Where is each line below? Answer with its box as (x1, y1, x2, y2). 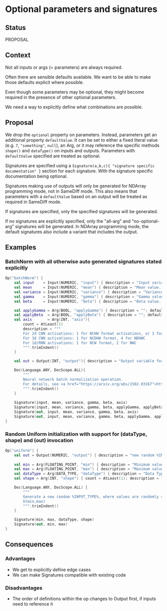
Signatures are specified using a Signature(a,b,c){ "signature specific (5, 162, 155, 168)
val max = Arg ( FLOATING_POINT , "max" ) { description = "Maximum (14, 467, 150, 472)
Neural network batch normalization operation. (23, 377, 123, 382)
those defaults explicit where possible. (5, 79, 84, 85)
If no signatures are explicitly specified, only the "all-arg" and (5, 218, 131, 224)
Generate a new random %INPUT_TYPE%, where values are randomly (23, 494, 159, 499)
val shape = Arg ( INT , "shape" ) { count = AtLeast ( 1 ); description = (14, 476, 159, 481)
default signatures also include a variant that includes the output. (5, 229, 138, 235)
